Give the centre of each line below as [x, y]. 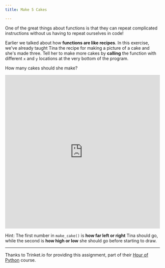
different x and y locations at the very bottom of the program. [67, 58]
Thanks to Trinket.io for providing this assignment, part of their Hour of [77, 255]
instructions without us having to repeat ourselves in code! [64, 33]
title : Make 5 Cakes [26, 10]
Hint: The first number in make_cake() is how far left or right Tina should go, [82, 235]
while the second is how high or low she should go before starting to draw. [81, 240]
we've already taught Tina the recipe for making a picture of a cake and [77, 48]
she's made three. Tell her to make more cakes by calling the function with [81, 53]
